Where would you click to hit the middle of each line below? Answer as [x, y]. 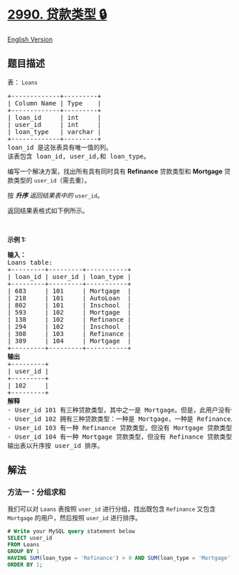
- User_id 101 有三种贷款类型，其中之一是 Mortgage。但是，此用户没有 [119, 410]
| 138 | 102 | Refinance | [69, 319]
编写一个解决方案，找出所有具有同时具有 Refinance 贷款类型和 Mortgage [115, 171]
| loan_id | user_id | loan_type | [69, 276]
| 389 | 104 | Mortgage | [69, 341]
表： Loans [22, 82]
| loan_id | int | [54, 117]
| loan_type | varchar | [54, 132]
